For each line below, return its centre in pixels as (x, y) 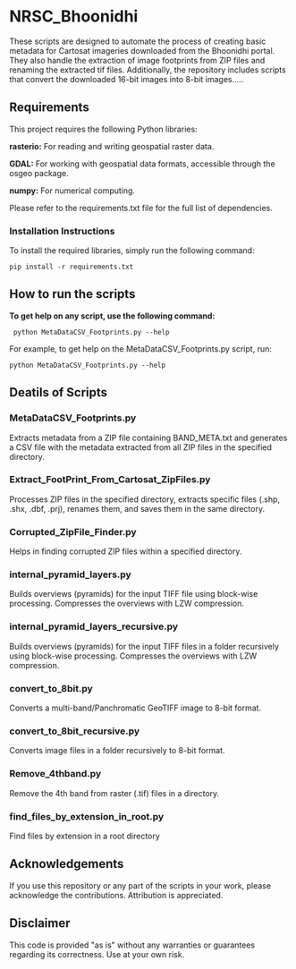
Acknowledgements (67, 864)
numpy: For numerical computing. (72, 191)
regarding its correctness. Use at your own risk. (97, 954)
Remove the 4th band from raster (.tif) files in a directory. (114, 793)
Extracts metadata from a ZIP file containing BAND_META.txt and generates (148, 438)
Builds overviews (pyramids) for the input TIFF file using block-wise (134, 594)
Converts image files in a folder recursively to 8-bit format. (117, 751)
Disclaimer (40, 923)
